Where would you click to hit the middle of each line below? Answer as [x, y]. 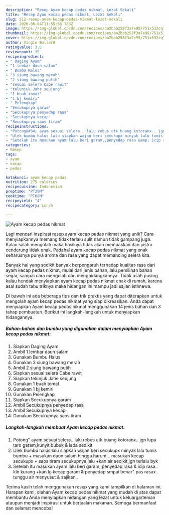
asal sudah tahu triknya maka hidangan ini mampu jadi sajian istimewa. [79, 286]
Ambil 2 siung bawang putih [42, 368]
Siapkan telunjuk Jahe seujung [45, 379]
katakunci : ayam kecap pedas [36, 178]
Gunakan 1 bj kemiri [33, 389]
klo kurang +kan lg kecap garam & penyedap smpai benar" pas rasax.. [86, 472]
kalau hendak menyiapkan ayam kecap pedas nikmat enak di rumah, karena [84, 281]
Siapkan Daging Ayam [36, 347]
